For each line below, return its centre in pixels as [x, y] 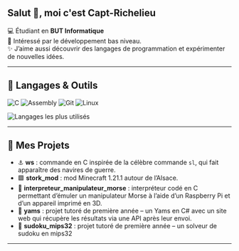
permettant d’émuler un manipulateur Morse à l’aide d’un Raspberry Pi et [124, 196]
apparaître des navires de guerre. [67, 170]
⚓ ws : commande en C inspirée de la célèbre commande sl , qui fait [118, 162]
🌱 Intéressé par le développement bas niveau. [75, 41]
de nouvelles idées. [36, 56]
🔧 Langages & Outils [53, 86]
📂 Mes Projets [38, 145]
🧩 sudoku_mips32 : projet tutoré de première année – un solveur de [117, 226]
